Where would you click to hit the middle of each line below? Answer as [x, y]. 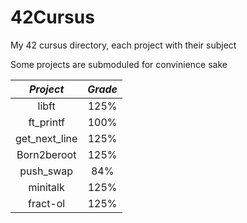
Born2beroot [46, 154]
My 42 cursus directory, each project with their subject [123, 45]
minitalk [46, 187]
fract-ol [47, 203]
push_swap [46, 171]
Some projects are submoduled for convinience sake [119, 64]
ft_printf [46, 122]
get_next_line [46, 138]
